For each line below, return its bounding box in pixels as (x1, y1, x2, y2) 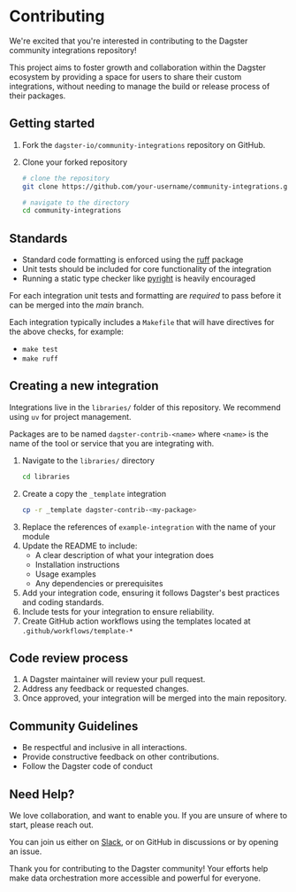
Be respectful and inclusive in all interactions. (21, 742, 187, 753)
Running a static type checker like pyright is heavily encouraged (21, 273, 256, 284)
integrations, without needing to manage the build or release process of (9, 81, 270, 91)
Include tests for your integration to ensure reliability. (21, 606, 215, 617)
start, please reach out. (9, 819, 95, 830)
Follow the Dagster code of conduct (21, 761, 153, 772)
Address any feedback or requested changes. (21, 684, 190, 694)
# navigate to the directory (21, 198, 130, 207)
